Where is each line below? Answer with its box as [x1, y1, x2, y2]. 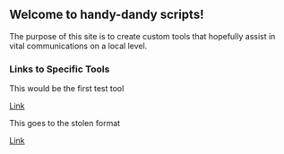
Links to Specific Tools [9, 63, 110, 75]
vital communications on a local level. [9, 40, 148, 51]
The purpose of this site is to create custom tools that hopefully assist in [9, 30, 276, 41]
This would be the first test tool [9, 83, 125, 94]
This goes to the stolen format [9, 118, 121, 129]
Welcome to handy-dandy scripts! [9, 7, 204, 22]
